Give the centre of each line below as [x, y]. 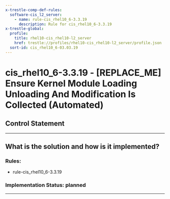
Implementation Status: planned [46, 185]
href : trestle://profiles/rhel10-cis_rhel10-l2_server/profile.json [88, 43]
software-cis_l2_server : [36, 15]
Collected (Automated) [54, 105]
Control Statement [35, 124]
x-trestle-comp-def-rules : [34, 10]
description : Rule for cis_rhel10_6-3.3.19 [65, 24]
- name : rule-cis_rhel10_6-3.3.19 [51, 19]
